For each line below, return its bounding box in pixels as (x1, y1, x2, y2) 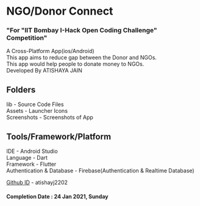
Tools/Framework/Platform (6, 131, 112, 141)
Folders (6, 84, 36, 95)
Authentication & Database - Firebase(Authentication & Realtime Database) (6, 167, 195, 174)
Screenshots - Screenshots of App (6, 114, 93, 121)
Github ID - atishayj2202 (6, 179, 68, 186)
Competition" (6, 34, 48, 42)
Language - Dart (6, 154, 48, 162)
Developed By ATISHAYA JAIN (6, 67, 82, 74)
